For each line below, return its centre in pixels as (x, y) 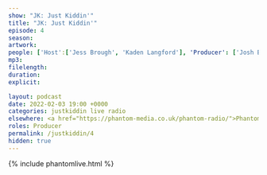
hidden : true (30, 141)
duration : (25, 75)
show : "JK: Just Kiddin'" (51, 16)
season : (21, 38)
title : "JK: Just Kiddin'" (53, 23)
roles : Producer (35, 126)
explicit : (25, 82)
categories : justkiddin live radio (67, 111)
